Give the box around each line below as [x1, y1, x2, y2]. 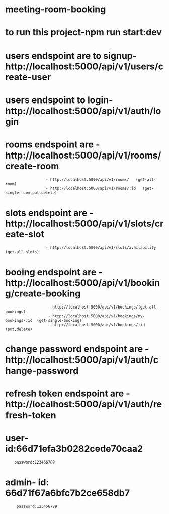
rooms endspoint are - [5, 139, 100, 150]
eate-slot [5, 228, 44, 240]
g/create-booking [5, 288, 81, 299]
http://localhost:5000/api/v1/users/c [5, 61, 163, 72]
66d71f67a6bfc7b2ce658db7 [5, 487, 130, 499]
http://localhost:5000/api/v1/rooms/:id [50, 186, 136, 191]
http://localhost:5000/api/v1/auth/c [5, 354, 159, 366]
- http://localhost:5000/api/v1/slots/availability [45, 245, 156, 250]
